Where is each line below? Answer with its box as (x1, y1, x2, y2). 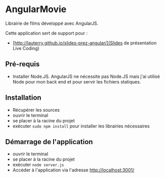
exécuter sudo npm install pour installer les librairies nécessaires (12, 123, 150, 129)
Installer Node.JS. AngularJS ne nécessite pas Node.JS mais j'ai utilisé (12, 73, 160, 79)
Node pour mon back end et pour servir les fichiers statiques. (12, 78, 141, 84)
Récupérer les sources (12, 107, 60, 113)
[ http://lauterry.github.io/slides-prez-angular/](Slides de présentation (12, 39, 157, 46)
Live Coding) (12, 45, 39, 51)
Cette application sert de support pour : (5, 30, 88, 36)
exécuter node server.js (12, 162, 64, 168)
